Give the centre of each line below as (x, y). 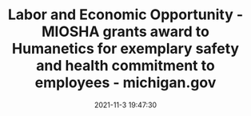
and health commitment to (125, 66)
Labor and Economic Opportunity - (125, 15)
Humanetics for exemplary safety (125, 49)
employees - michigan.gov (125, 83)
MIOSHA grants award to (125, 32)
